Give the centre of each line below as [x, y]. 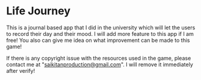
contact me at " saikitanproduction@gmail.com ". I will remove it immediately [100, 64]
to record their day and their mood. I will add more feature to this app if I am [100, 33]
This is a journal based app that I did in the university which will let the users [101, 27]
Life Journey [39, 11]
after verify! [21, 70]
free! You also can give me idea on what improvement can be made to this [98, 40]
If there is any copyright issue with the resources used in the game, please [99, 58]
